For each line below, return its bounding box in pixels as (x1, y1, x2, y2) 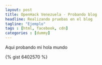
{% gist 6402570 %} (5, 54, 48, 60)
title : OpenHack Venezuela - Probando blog (5, 12, 97, 17)
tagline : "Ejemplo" (5, 21, 46, 26)
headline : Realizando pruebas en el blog (5, 16, 93, 21)
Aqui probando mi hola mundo (5, 44, 67, 50)
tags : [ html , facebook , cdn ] (5, 26, 68, 31)
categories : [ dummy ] (5, 30, 50, 35)
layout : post (5, 7, 32, 12)
